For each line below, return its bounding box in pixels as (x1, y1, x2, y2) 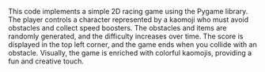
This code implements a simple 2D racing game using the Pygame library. (8, 7, 248, 16)
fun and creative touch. (8, 56, 85, 66)
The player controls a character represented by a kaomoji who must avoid (8, 15, 249, 24)
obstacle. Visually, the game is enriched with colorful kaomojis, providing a (8, 49, 252, 57)
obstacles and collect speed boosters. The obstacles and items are (8, 23, 227, 32)
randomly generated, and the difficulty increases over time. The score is (8, 31, 244, 41)
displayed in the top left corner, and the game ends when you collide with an (8, 40, 257, 49)
